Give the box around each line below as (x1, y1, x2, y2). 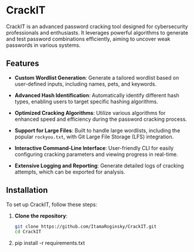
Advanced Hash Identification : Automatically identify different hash (14, 91, 180, 98)
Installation (6, 185, 48, 195)
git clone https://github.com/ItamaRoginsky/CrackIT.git (14, 223, 157, 229)
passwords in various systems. (6, 42, 81, 49)
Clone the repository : (14, 212, 68, 219)
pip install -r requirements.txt (14, 240, 85, 247)
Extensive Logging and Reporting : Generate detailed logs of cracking (14, 162, 184, 169)
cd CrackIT (14, 229, 42, 235)
